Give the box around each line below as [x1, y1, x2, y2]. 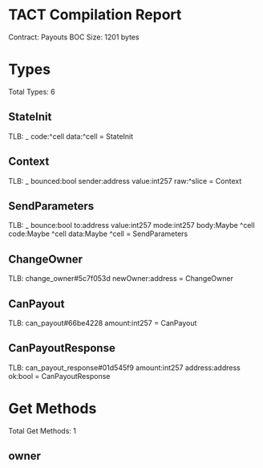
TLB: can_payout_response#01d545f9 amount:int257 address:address [8, 363, 241, 372]
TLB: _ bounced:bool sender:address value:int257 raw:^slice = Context [8, 176, 242, 185]
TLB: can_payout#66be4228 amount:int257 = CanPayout [8, 318, 197, 328]
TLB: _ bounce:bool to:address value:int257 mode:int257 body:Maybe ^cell [8, 221, 255, 230]
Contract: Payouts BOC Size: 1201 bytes [8, 32, 140, 42]
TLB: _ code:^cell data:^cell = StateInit [8, 131, 134, 141]
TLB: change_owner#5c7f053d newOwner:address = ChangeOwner [8, 274, 234, 283]
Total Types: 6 [8, 87, 55, 96]
